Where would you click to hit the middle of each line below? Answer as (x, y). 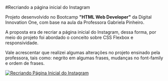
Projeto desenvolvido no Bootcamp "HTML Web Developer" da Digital (78, 17)
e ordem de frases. (25, 63)
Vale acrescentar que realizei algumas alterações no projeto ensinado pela (83, 53)
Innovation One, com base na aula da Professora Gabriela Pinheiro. (75, 22)
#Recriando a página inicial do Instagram (48, 7)
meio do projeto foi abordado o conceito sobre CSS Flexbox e (69, 37)
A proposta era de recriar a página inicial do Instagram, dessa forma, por (81, 32)
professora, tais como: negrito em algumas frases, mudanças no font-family (84, 58)
